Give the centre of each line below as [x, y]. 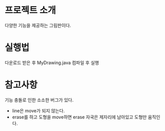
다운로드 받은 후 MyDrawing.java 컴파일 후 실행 [52, 62]
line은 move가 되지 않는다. [38, 111]
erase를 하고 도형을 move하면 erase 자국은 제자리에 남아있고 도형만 [79, 117]
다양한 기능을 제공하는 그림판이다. [38, 25]
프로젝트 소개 [30, 10]
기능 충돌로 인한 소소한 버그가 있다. [39, 100]
